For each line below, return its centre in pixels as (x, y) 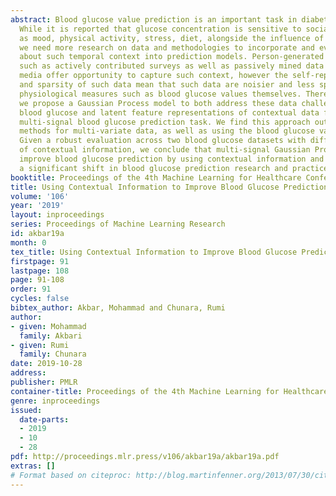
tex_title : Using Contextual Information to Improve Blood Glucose (154, 252)
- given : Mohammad (48, 326)
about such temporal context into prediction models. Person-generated (172, 57)
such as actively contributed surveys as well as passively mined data (172, 66)
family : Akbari (51, 336)
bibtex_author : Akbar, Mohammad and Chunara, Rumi (118, 308)
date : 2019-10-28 (46, 364)
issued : (26, 410)
